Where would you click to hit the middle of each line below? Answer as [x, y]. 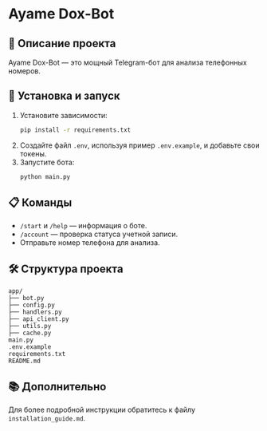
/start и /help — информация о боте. [83, 226]
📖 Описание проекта [62, 43]
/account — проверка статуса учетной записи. [99, 234]
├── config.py [32, 305]
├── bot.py [26, 299]
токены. [33, 153]
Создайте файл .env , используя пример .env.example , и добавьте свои [140, 145]
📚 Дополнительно [57, 387]
